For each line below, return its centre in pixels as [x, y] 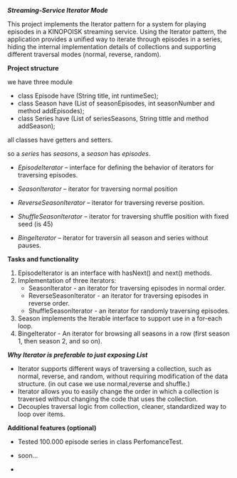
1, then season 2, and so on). [60, 341]
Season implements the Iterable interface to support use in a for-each [120, 318]
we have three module [40, 82]
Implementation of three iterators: [67, 280]
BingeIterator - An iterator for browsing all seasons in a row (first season [123, 333]
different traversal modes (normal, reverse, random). [84, 54]
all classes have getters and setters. [60, 140]
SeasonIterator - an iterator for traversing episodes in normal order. [127, 288]
